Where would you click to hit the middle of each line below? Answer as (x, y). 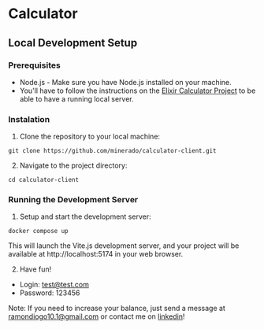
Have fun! (35, 269)
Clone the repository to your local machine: (89, 137)
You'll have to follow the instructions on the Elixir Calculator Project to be (138, 91)
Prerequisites (34, 65)
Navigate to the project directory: (73, 165)
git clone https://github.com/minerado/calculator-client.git (112, 151)
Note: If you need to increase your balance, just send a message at (117, 309)
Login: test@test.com (54, 285)
